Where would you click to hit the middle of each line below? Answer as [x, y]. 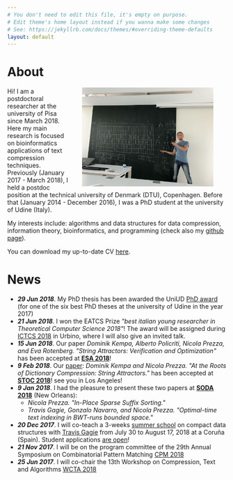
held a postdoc [29, 187]
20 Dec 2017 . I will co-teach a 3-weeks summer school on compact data [121, 425]
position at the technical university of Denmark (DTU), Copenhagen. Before [115, 195]
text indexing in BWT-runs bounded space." [90, 417]
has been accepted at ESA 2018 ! [64, 358]
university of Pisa [32, 114]
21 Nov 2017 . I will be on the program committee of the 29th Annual [114, 447]
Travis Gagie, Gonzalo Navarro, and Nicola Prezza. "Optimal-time [122, 410]
